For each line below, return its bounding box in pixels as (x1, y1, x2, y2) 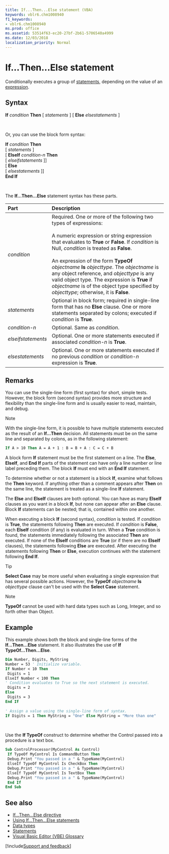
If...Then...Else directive (12, 812, 61, 818)
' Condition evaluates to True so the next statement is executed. (5, 680, 150, 685)
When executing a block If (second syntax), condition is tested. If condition (5, 516, 161, 522)
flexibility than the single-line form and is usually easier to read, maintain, (5, 400, 157, 406)
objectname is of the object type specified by (52, 282, 159, 290)
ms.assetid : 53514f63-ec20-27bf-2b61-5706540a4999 (5, 31, 114, 36)
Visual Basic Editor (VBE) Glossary (12, 833, 84, 839)
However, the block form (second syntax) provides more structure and (5, 395, 151, 401)
